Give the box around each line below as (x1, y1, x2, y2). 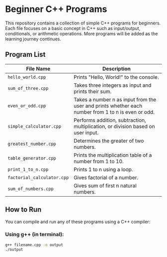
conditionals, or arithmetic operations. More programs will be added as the (5, 30, 158, 36)
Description (102, 65, 131, 72)
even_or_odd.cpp (7, 103, 46, 108)
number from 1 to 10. (74, 158, 124, 165)
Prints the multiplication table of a (74, 151, 152, 158)
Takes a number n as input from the (74, 96, 157, 103)
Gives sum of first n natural (74, 182, 137, 189)
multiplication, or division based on (74, 123, 155, 130)
